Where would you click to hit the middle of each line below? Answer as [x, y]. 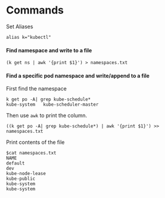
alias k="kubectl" [29, 37]
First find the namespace [36, 89]
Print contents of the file [35, 142]
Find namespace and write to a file [49, 50]
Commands [35, 10]
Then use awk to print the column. [47, 116]
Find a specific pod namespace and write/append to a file [78, 75]
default [16, 163]
